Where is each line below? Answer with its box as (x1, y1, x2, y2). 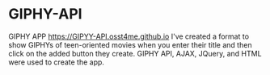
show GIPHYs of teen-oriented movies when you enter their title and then (8, 40, 252, 49)
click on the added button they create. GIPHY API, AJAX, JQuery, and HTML (8, 48, 262, 58)
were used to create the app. (8, 57, 105, 67)
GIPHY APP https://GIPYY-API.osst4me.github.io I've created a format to (8, 31, 249, 41)
